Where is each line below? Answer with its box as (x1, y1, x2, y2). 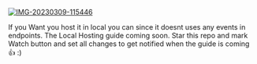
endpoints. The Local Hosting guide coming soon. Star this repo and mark (8, 31, 248, 40)
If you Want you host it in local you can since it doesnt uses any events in (8, 23, 246, 31)
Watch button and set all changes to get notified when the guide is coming (8, 39, 250, 48)
